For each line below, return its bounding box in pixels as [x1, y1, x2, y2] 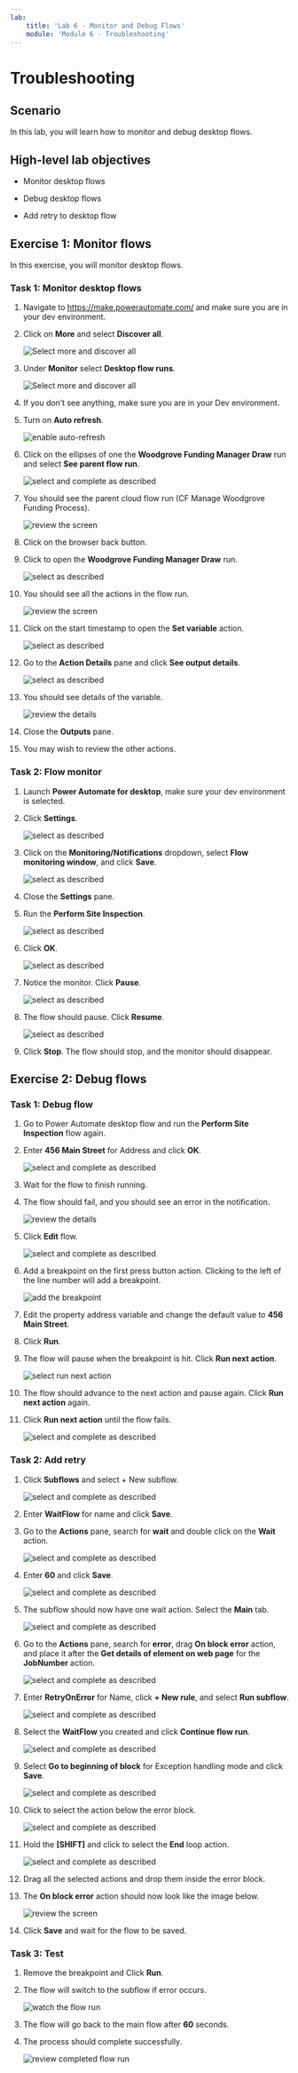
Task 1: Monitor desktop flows [10, 282, 143, 294]
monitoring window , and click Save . [22, 857, 157, 867]
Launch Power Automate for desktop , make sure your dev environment [22, 785, 286, 796]
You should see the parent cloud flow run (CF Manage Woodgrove [22, 493, 265, 504]
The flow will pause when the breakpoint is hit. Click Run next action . [22, 1353, 278, 1364]
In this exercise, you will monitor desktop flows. [10, 259, 184, 270]
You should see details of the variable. [22, 692, 163, 703]
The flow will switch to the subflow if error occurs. [22, 1984, 208, 1995]
